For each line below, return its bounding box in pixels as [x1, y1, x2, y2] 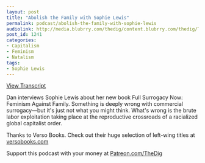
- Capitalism [6, 43, 40, 49]
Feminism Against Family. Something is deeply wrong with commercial [6, 100, 183, 108]
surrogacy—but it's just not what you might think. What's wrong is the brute [6, 107, 196, 114]
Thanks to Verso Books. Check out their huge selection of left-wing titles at [6, 131, 195, 139]
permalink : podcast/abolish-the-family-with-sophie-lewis [6, 20, 157, 26]
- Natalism [6, 54, 34, 60]
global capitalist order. [6, 120, 63, 127]
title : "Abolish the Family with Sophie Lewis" [6, 15, 130, 21]
